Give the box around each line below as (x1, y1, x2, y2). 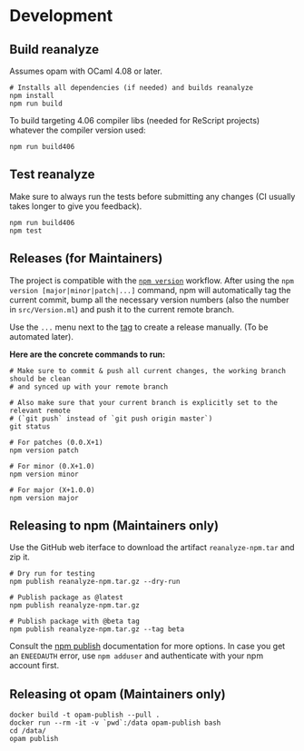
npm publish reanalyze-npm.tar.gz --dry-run (9, 578, 181, 587)
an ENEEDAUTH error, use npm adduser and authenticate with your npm (9, 650, 264, 661)
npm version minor (9, 469, 79, 479)
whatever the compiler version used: (9, 124, 147, 135)
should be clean (9, 374, 71, 383)
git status (9, 421, 51, 431)
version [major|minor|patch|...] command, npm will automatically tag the (9, 284, 291, 295)
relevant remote (9, 406, 71, 415)
